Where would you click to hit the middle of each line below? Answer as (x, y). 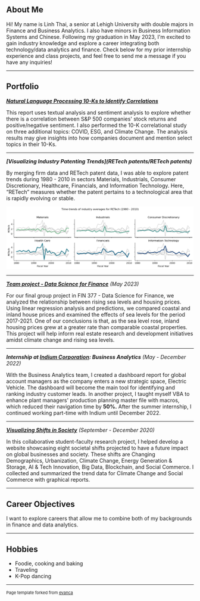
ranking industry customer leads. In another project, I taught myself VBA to (98, 394)
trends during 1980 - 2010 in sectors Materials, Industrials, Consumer (91, 179)
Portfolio (23, 87)
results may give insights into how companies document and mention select (99, 138)
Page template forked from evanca (40, 593)
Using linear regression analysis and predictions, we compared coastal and (98, 308)
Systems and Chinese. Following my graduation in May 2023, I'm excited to (99, 37)
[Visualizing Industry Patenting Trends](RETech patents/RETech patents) (99, 161)
